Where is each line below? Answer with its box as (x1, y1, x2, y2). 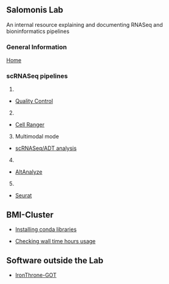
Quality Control (15, 98, 53, 105)
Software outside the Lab (6, 255, 104, 266)
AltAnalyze (15, 168, 43, 176)
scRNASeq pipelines (6, 72, 68, 80)
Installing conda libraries (15, 225, 77, 233)
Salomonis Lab (6, 5, 64, 15)
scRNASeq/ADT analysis (15, 144, 77, 152)
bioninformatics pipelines (6, 27, 70, 35)
